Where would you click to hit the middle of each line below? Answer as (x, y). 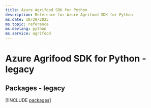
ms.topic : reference (27, 24)
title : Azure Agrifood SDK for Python (46, 10)
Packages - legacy (35, 88)
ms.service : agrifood (28, 33)
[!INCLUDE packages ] (28, 100)
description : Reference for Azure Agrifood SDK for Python (69, 15)
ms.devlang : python (26, 29)
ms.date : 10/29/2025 (27, 19)
